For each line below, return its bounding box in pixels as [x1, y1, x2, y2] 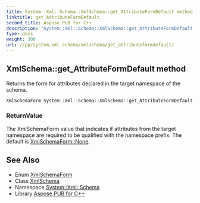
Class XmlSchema [14, 177, 60, 185]
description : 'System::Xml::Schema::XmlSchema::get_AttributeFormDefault [6, 25, 193, 32]
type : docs [6, 31, 33, 37]
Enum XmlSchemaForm [14, 171, 73, 178]
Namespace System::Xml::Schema [14, 183, 100, 190]
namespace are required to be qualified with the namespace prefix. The [6, 132, 182, 139]
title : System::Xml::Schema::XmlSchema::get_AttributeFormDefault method [6, 8, 193, 15]
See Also [6, 155, 40, 165]
